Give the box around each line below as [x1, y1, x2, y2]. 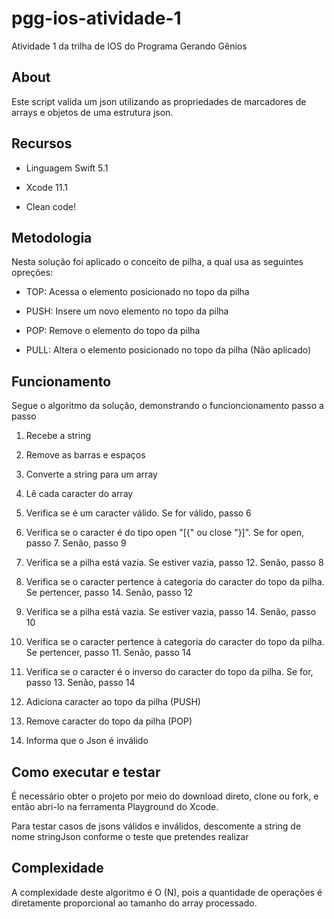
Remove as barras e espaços [25, 449, 146, 461]
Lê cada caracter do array [25, 488, 134, 500]
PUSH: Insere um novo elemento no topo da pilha [25, 305, 229, 317]
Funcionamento [11, 373, 112, 390]
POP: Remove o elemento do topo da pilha [25, 325, 201, 337]
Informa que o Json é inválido [25, 735, 149, 747]
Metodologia [11, 229, 93, 246]
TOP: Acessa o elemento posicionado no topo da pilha [25, 286, 250, 298]
